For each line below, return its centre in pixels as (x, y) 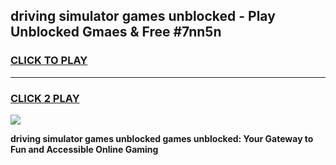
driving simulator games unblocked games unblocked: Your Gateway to (162, 138)
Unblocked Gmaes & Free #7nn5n (116, 32)
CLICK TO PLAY (49, 61)
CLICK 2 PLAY (45, 98)
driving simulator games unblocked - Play (143, 16)
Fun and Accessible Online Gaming (84, 149)
